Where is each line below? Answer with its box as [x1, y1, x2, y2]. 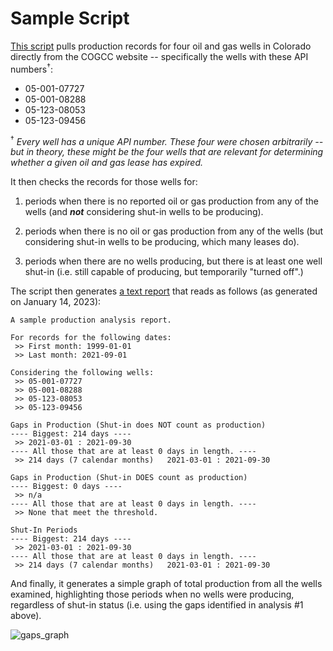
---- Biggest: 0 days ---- [10, 482, 123, 492]
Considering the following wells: [10, 368, 155, 378]
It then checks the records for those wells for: [10, 176, 198, 188]
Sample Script [10, 7, 130, 30]
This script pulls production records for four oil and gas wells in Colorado [10, 40, 312, 52]
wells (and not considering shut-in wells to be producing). [24, 206, 264, 218]
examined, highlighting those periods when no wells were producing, [10, 588, 295, 601]
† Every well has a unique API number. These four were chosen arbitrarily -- [10, 133, 324, 147]
